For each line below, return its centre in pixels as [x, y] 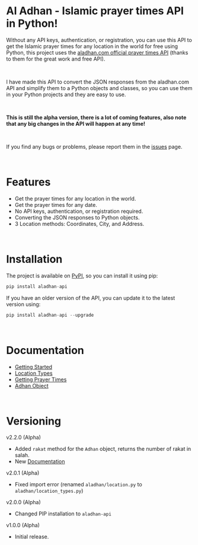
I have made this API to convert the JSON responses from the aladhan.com [98, 82]
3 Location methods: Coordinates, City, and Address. [79, 224]
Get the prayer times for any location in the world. [75, 198]
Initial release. [32, 537]
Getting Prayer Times [41, 379]
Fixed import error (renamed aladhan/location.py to [78, 485]
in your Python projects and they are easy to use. [66, 94]
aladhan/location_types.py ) [49, 491]
